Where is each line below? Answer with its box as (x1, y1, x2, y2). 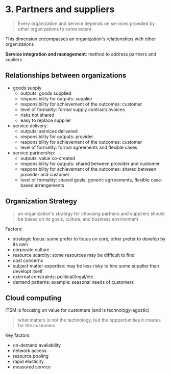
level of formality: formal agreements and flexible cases (20, 144, 138, 150)
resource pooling (12, 353, 49, 359)
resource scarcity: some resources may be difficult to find (12, 252, 135, 258)
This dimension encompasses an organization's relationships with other (5, 36, 156, 42)
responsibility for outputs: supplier (20, 95, 93, 101)
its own (12, 241, 28, 247)
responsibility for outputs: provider (20, 133, 93, 140)
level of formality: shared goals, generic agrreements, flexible (20, 177, 150, 183)
